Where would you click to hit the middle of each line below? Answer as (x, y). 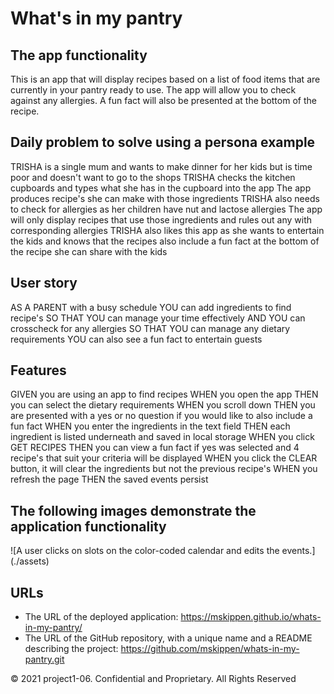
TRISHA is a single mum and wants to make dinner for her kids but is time (161, 166)
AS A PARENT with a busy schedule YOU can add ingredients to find (151, 307)
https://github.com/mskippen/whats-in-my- (210, 649)
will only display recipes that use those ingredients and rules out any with (161, 219)
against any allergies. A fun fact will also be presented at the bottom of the (163, 100)
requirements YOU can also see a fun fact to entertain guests (136, 339)
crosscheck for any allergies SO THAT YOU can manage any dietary (150, 328)
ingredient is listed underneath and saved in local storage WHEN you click (162, 437)
